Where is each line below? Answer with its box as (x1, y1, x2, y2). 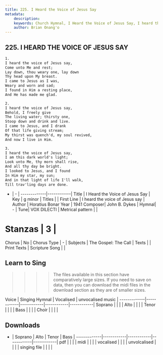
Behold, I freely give (5, 110, 51, 115)
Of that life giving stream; (5, 128, 64, 133)
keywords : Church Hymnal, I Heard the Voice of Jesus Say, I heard (14, 20, 153, 26)
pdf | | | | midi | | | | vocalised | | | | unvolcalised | (59, 339, 156, 345)
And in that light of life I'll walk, (5, 177, 83, 182)
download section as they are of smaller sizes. (53, 287, 146, 293)
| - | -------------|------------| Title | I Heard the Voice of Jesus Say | (12, 191, 150, 197)
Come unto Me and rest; (5, 65, 53, 70)
